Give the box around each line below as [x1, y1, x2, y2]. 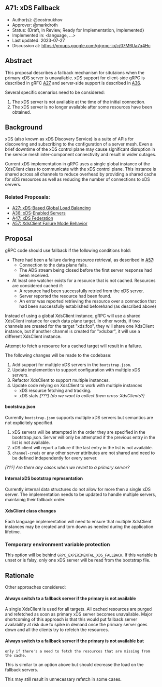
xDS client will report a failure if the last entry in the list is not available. [12, 444, 153, 450]
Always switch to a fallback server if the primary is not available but [5, 638, 144, 644]
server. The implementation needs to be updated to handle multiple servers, [5, 491, 156, 497]
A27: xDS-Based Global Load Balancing [12, 205, 91, 211]
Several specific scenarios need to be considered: [5, 89, 105, 95]
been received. [19, 272, 49, 278]
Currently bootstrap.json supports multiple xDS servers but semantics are [5, 414, 153, 420]
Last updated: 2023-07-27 [12, 37, 65, 43]
